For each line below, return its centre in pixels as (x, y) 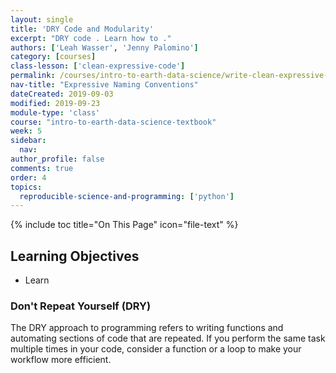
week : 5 (26, 131)
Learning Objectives (75, 256)
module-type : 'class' (55, 112)
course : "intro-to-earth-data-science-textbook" (113, 122)
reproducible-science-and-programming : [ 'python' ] (127, 196)
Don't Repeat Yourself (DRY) (81, 306)
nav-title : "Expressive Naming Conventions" (104, 85)
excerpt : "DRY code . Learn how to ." (91, 38)
